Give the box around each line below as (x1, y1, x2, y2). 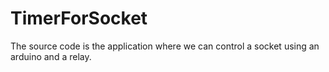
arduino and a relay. (10, 50, 92, 62)
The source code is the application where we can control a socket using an (10, 40, 320, 52)
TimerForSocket (10, 7, 148, 30)
